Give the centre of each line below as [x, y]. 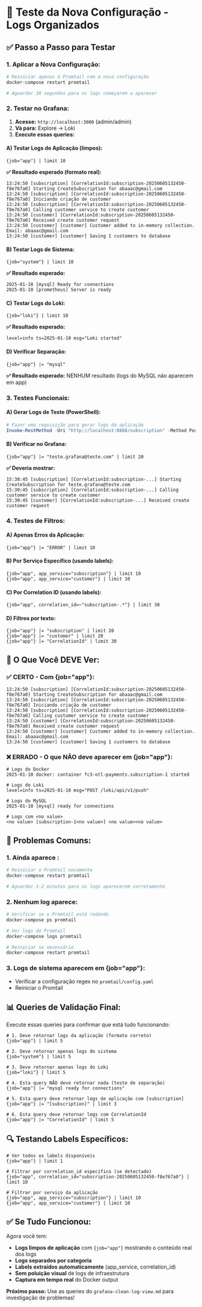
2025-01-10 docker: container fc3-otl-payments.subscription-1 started [98, 775]
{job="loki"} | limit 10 [37, 316]
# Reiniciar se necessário [40, 947]
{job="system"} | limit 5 [38, 1057]
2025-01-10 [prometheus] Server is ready [59, 290]
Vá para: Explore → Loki [45, 128]
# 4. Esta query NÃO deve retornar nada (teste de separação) [86, 1083]
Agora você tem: [27, 1236]
